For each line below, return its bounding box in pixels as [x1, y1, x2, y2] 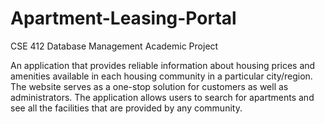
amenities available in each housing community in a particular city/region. [10, 70, 313, 82]
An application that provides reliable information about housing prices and [10, 59, 316, 71]
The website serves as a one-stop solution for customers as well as [10, 80, 289, 92]
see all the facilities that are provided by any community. [10, 102, 243, 114]
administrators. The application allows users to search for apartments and [10, 91, 315, 103]
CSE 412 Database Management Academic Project [10, 40, 219, 52]
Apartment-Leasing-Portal [10, 7, 237, 30]
